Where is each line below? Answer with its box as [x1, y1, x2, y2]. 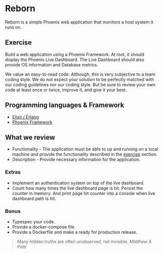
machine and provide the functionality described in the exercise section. [12, 151, 158, 157]
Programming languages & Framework [5, 101, 124, 109]
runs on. [5, 24, 22, 30]
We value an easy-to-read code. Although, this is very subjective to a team [5, 71, 155, 77]
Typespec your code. [12, 218, 55, 225]
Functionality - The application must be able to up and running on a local [12, 146, 159, 152]
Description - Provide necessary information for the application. [12, 157, 141, 163]
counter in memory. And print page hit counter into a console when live [12, 190, 155, 196]
